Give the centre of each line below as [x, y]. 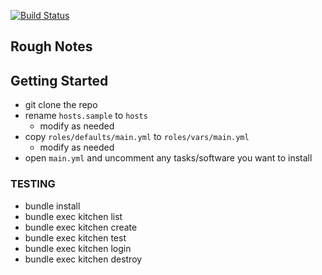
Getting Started [59, 80]
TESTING [33, 184]
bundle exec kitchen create [81, 227]
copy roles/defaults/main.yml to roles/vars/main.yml [137, 137]
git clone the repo [61, 105]
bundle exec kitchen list [73, 216]
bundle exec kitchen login [78, 248]
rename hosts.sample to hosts [86, 116]
